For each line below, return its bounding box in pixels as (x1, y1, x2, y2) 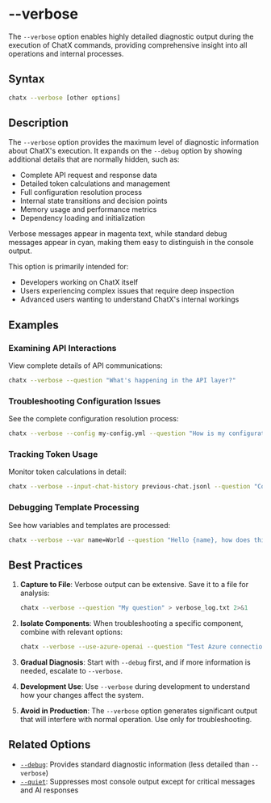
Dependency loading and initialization (19, 213, 145, 223)
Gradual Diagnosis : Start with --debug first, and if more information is (19, 657, 252, 667)
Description (8, 116, 69, 130)
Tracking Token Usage (8, 449, 98, 460)
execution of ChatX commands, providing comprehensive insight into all (8, 40, 248, 49)
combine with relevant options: (19, 628, 123, 637)
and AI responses (19, 785, 79, 795)
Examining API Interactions (8, 342, 117, 353)
